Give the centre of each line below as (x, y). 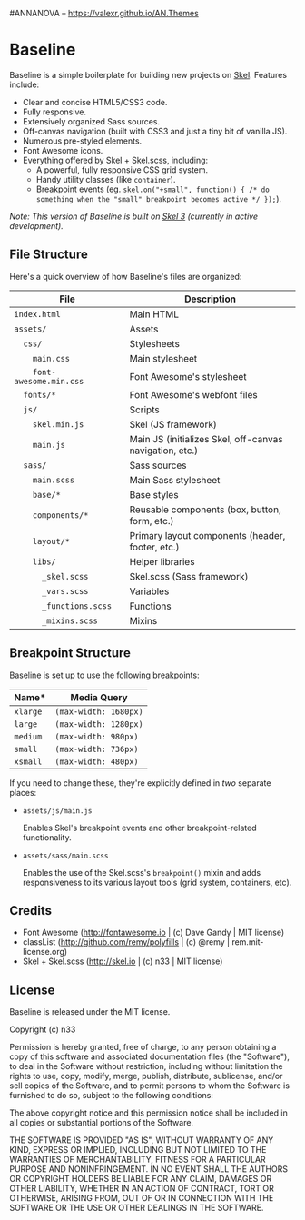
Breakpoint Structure (70, 653)
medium (28, 736)
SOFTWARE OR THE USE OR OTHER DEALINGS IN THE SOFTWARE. (137, 1208)
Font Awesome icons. (63, 150)
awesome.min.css (49, 381)
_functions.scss (77, 606)
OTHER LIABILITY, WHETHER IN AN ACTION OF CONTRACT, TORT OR (142, 1188)
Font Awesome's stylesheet (188, 376)
